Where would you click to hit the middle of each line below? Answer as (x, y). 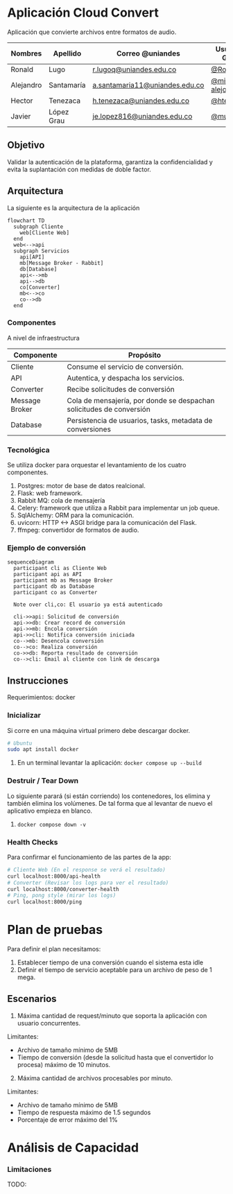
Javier (21, 116)
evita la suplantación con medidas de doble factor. (79, 169)
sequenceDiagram (31, 562)
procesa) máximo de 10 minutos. (64, 1064)
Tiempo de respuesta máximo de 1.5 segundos (84, 1112)
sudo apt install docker (43, 750)
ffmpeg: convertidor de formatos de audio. (78, 530)
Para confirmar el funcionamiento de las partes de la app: (89, 857)
